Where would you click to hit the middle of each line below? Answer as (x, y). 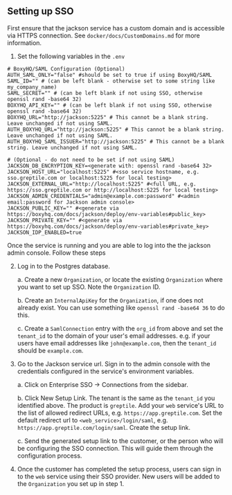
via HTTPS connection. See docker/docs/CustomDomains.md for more (104, 35)
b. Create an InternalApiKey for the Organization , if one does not (110, 300)
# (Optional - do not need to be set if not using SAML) (91, 160)
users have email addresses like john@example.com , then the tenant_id (117, 343)
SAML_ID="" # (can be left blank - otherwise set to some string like (111, 81)
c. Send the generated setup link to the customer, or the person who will (120, 441)
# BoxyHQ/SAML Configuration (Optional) (66, 69)
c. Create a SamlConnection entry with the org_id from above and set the (120, 328)
